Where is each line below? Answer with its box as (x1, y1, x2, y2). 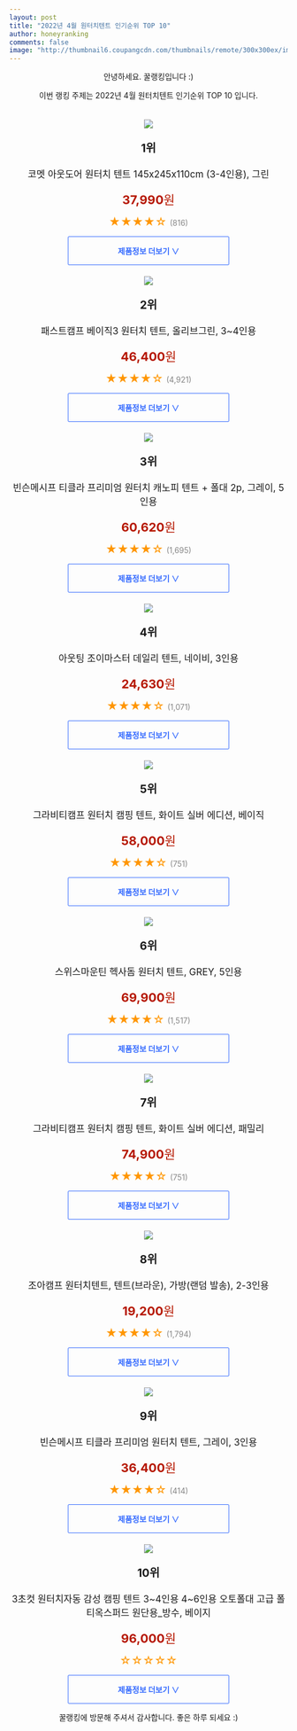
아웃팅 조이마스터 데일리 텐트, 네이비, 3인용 (58, 652, 239, 665)
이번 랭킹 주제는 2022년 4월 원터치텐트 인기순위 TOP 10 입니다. (38, 90, 259, 101)
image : (9, 46, 34, 55)
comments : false (9, 37, 69, 47)
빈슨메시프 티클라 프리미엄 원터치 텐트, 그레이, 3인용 (39, 1437, 258, 1449)
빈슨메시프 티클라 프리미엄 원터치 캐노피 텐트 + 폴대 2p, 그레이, (12, 482, 277, 495)
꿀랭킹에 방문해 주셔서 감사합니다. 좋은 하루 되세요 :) (58, 1712, 239, 1723)
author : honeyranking (9, 29, 89, 38)
